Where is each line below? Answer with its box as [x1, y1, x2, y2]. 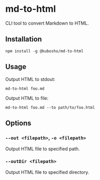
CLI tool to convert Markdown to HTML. [5, 20, 89, 26]
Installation [5, 35, 42, 44]
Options [5, 118, 32, 127]
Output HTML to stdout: [5, 76, 55, 82]
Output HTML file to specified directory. [5, 169, 90, 175]
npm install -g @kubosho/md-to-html [5, 48, 84, 54]
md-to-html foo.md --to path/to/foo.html [5, 105, 95, 110]
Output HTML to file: [5, 95, 49, 101]
